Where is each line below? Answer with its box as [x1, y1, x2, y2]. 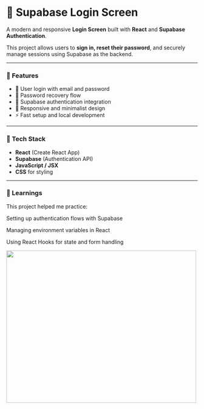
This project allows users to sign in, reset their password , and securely [6, 44, 186, 51]
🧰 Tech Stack [6, 135, 46, 143]
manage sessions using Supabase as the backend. [6, 50, 134, 57]
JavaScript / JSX [15, 162, 59, 169]
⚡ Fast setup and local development [15, 112, 105, 119]
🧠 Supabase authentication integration [15, 98, 111, 105]
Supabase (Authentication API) [15, 155, 93, 162]
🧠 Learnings [6, 189, 42, 197]
